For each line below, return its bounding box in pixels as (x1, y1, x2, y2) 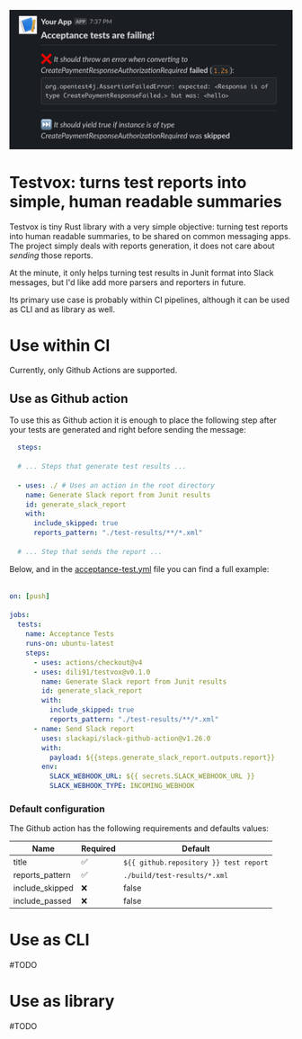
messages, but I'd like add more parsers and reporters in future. (9, 276, 246, 288)
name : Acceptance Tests (25, 630, 115, 639)
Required (80, 843, 117, 854)
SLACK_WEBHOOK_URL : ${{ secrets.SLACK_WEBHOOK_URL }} (49, 772, 255, 781)
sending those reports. (9, 249, 93, 261)
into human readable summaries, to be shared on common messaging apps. (9, 230, 291, 241)
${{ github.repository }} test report (123, 858, 269, 867)
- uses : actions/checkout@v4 (32, 658, 143, 667)
